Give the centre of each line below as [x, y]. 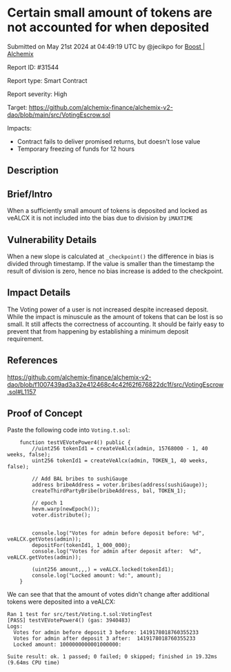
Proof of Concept [45, 413]
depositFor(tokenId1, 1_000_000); [81, 546]
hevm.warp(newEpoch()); [66, 509]
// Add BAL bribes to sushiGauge [80, 479]
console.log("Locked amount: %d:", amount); [97, 576]
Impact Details [39, 292]
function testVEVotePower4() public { [75, 443]
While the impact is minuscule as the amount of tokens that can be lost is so [115, 316]
